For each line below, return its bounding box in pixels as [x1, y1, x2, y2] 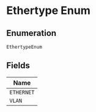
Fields [6, 60, 31, 71]
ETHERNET [9, 89, 35, 96]
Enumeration [6, 28, 57, 38]
